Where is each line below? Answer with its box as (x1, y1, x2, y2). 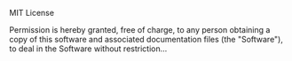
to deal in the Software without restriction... (9, 43, 168, 54)
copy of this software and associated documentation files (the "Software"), (9, 34, 284, 44)
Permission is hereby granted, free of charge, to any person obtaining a (9, 25, 271, 34)
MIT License (9, 8, 55, 18)
